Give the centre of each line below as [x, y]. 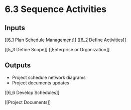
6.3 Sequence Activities [55, 9]
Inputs [15, 28]
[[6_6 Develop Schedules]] [32, 92]
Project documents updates [41, 83]
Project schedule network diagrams [49, 77]
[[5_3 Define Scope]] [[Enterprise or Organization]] [57, 49]
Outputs [18, 66]
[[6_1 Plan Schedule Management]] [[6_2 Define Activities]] [65, 40]
